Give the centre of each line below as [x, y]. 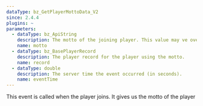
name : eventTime [38, 79]
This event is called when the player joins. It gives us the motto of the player [101, 97]
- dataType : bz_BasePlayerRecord [54, 51]
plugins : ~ [20, 23]
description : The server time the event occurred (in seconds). [100, 74]
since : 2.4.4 [23, 18]
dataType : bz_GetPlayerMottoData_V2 [52, 12]
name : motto [32, 46]
